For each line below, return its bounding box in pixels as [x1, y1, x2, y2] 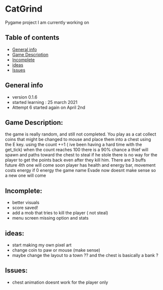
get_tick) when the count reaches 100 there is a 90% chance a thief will [5, 147, 148, 153]
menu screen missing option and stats [12, 215, 89, 221]
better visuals [12, 200, 40, 205]
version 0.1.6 [12, 94, 37, 100]
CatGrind [5, 3, 43, 15]
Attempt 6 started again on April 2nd [12, 104, 86, 110]
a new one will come [5, 172, 46, 178]
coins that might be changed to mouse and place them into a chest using [5, 136, 151, 142]
